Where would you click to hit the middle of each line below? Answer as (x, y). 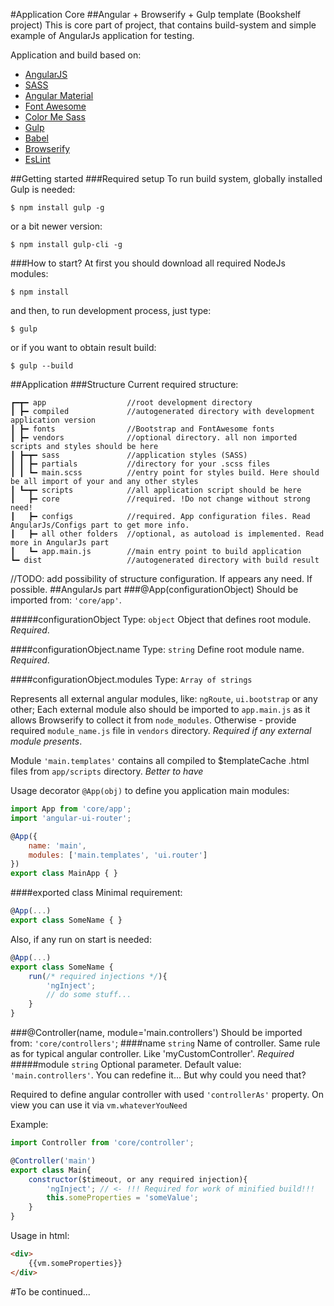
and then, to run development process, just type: (111, 310)
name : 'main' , (57, 845)
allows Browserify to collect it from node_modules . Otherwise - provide (153, 720)
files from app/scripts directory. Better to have (107, 771)
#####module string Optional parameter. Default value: (126, 1064)
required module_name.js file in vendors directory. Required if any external (161, 730)
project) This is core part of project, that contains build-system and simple (163, 25)
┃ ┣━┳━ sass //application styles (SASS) (129, 455)
